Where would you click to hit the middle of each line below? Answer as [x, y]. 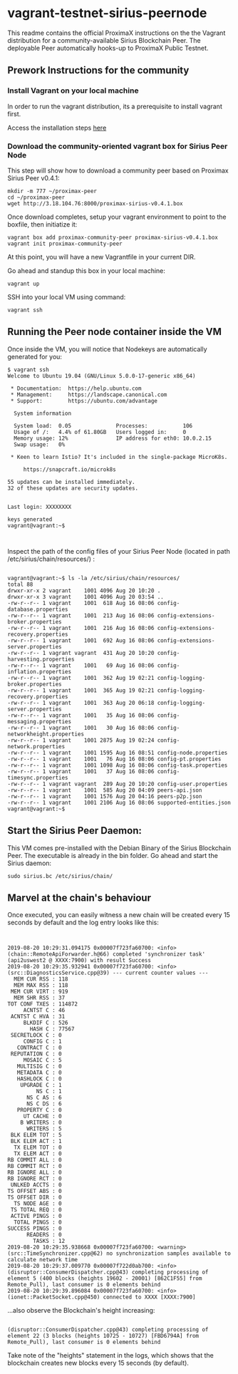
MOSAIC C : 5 [42, 1060]
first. [14, 114]
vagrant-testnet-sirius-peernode [107, 13]
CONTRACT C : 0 [39, 1048]
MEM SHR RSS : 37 [40, 998]
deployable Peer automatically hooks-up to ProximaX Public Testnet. [108, 48]
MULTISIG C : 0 [39, 1067]
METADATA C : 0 [39, 1073]
